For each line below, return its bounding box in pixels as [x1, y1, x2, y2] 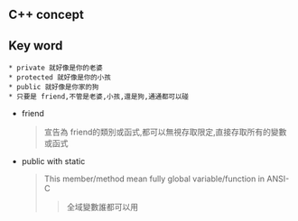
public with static [21, 156, 86, 167]
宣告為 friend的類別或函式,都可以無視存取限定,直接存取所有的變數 [43, 126, 287, 138]
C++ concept [8, 7, 85, 23]
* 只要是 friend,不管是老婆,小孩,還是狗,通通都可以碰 [8, 92, 189, 102]
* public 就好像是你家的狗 [8, 83, 99, 92]
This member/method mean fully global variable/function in [43, 173, 265, 184]
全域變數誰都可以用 [66, 202, 139, 213]
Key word [8, 38, 63, 53]
